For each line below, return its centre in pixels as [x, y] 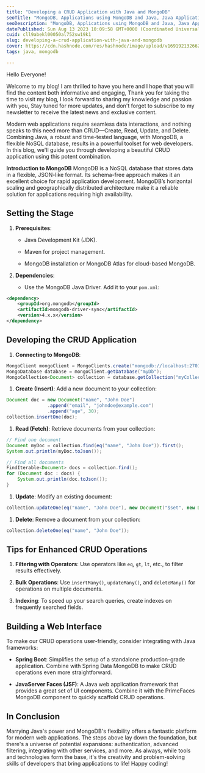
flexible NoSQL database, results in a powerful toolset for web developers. [100, 143]
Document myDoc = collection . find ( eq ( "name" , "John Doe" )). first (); [95, 445]
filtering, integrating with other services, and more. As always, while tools [99, 750]
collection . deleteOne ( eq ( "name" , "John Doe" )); [68, 530]
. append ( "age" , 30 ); [73, 412]
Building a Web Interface [54, 626]
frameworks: [22, 648]
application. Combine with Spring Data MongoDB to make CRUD [96, 666]
